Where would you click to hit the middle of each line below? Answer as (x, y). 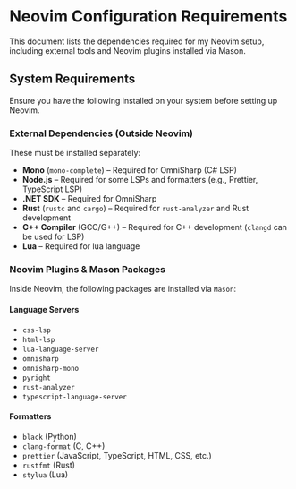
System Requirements (72, 79)
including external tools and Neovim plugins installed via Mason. (127, 50)
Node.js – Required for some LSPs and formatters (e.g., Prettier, (140, 180)
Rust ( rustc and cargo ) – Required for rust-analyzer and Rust (135, 209)
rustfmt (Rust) (49, 465)
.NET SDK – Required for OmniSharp (89, 199)
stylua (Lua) (45, 474)
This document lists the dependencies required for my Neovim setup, (137, 41)
